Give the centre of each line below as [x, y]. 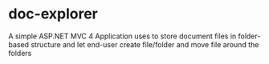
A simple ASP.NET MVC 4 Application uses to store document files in [122, 36]
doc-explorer [53, 14]
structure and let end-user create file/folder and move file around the [145, 44]
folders [20, 53]
